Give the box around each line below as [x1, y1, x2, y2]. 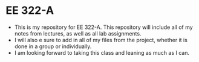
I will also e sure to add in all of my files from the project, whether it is [14, 36, 188, 43]
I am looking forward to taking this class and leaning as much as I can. [14, 49, 190, 56]
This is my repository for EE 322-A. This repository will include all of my [14, 23, 193, 31]
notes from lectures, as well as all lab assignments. [14, 29, 142, 37]
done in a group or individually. [14, 43, 92, 50]
